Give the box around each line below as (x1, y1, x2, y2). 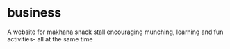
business (7, 5, 61, 21)
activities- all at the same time (7, 35, 93, 43)
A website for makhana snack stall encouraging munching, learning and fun (7, 28, 224, 36)
